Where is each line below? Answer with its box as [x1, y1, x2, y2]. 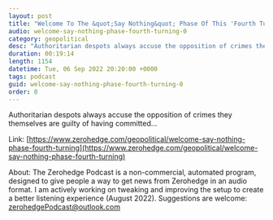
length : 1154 [8, 58, 53, 66]
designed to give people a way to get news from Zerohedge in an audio [8, 176, 248, 186]
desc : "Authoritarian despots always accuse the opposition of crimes [8, 42, 253, 51]
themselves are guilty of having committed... [8, 119, 158, 129]
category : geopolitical [8, 34, 89, 43]
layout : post [8, 11, 53, 20]
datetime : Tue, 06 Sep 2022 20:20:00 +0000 [8, 65, 158, 73]
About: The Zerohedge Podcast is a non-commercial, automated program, [8, 168, 257, 178]
